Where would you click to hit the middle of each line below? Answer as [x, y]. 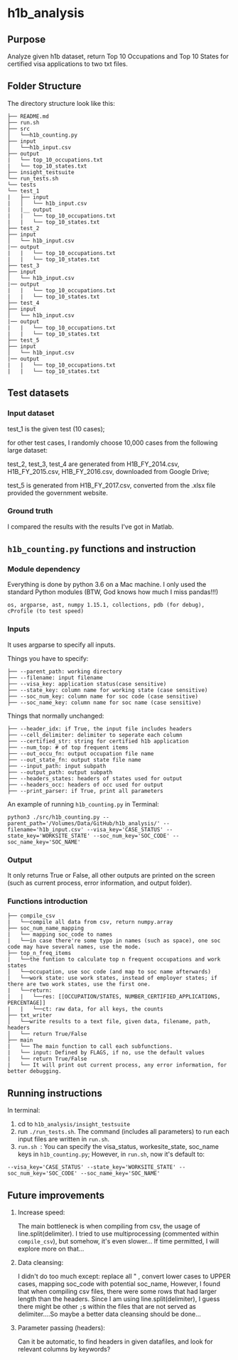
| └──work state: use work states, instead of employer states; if [113, 978]
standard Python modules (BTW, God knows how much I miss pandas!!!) [113, 592]
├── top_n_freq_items [39, 954]
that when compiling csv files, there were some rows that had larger [117, 1291]
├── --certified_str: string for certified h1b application [98, 741]
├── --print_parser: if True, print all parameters [85, 791]
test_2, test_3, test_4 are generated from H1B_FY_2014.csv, [93, 464]
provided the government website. [58, 492]
